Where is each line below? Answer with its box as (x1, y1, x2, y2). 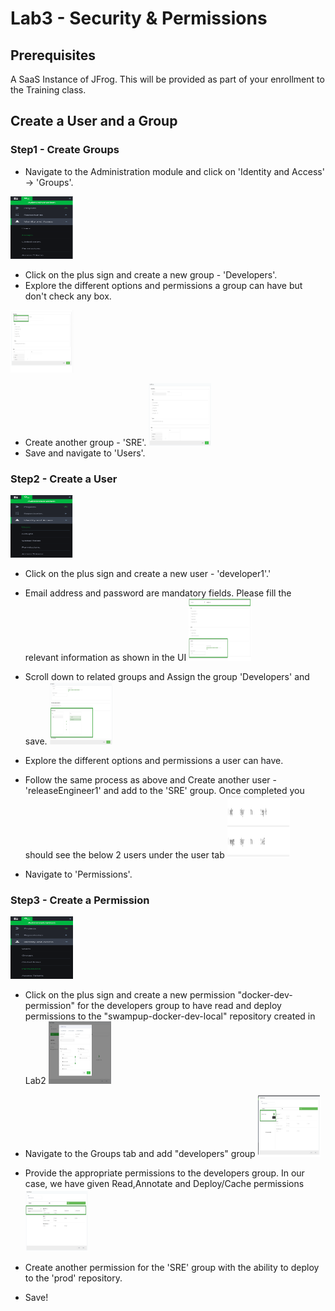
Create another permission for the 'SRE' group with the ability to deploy (24, 1262, 320, 1274)
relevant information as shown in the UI (24, 651, 187, 663)
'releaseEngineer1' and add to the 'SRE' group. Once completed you (24, 784, 305, 796)
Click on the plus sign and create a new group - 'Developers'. (24, 268, 278, 281)
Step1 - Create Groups (10, 143, 120, 157)
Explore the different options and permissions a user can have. (24, 754, 284, 766)
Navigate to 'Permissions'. (24, 868, 133, 880)
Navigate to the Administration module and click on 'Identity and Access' (24, 165, 325, 177)
